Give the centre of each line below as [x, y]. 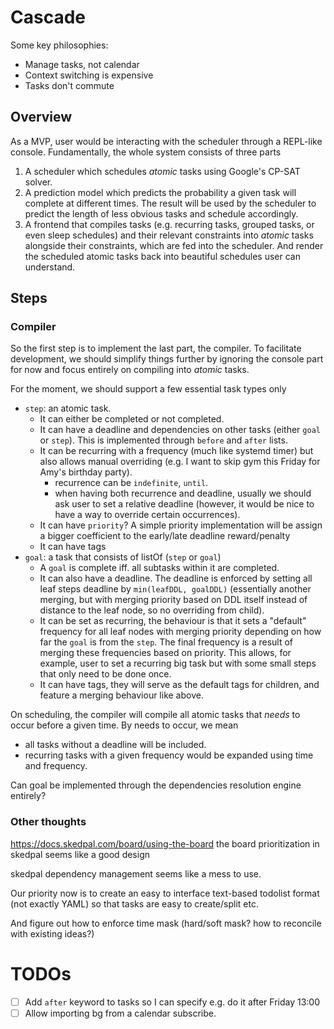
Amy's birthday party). [86, 472]
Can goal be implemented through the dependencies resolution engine [156, 785]
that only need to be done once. [105, 674]
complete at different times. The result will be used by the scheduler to [170, 203]
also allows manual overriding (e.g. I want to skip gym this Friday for [180, 462]
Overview [41, 117]
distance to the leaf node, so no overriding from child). [152, 610]
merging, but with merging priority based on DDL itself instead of [173, 600]
